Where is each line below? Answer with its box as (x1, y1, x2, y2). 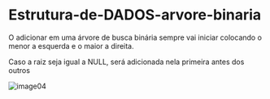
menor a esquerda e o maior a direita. (8, 41, 134, 50)
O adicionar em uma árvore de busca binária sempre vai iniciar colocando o (8, 32, 263, 42)
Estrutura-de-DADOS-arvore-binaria (8, 6, 262, 24)
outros (8, 65, 31, 75)
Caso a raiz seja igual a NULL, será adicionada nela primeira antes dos (8, 57, 245, 67)
